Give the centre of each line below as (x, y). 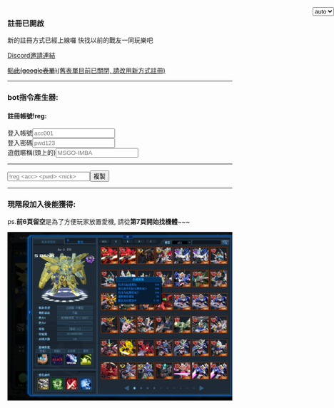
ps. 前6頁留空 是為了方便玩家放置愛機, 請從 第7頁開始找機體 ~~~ (99, 221)
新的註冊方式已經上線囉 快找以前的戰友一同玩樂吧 (80, 40)
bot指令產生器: (33, 98)
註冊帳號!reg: (27, 116)
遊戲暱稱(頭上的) (32, 153)
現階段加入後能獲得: (42, 205)
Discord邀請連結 (31, 56)
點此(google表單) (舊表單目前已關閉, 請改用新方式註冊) (86, 71)
